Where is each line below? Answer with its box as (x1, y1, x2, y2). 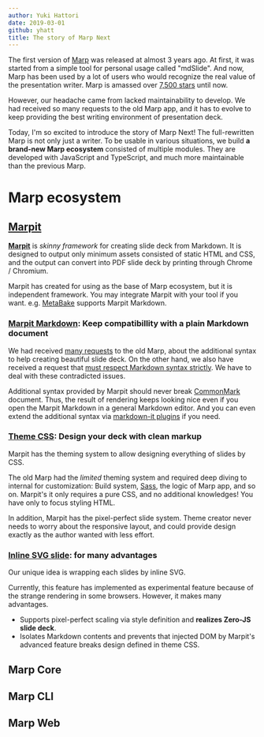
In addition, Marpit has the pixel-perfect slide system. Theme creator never (8, 513, 252, 522)
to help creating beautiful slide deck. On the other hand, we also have (8, 354, 234, 364)
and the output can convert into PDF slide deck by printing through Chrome (8, 258, 253, 267)
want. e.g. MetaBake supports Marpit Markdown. (8, 298, 167, 308)
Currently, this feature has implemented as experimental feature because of (8, 583, 255, 593)
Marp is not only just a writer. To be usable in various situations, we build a (8, 136, 251, 146)
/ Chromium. (8, 266, 49, 276)
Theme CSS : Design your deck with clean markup (8, 431, 203, 442)
